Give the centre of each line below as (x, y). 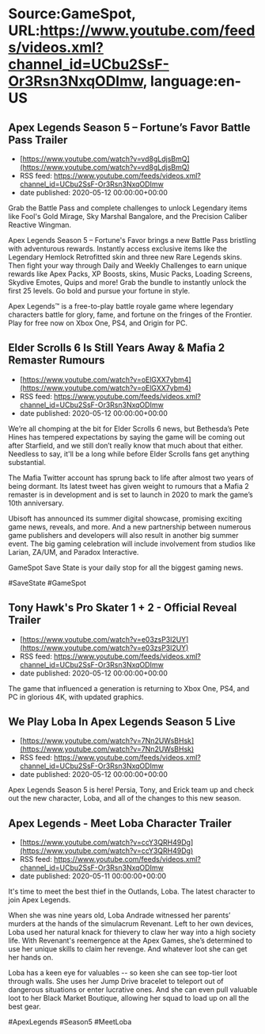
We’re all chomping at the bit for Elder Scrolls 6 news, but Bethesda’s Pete (129, 429)
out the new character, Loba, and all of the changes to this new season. (125, 798)
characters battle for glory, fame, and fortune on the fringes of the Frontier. (131, 315)
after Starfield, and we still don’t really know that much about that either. (126, 445)
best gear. (25, 1007)
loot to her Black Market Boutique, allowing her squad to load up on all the (129, 998)
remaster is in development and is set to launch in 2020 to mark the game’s (131, 494)
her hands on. (31, 958)
